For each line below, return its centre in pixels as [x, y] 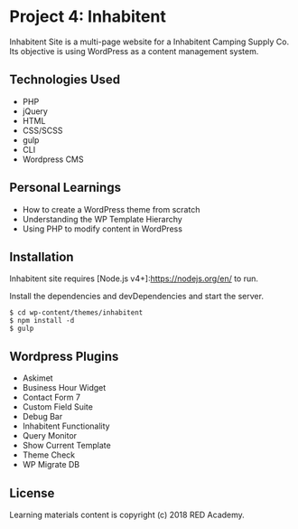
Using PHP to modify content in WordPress [102, 229]
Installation [42, 256]
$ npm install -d [42, 321]
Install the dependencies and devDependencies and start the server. [137, 297]
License [32, 493]
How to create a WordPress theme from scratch [111, 209]
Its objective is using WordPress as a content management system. [134, 51]
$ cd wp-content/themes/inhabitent [76, 313]
